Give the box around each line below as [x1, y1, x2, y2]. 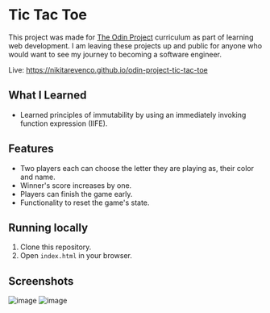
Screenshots [8, 274, 74, 288]
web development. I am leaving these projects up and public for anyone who [8, 40, 263, 50]
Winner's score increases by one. [19, 180, 132, 190]
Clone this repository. [19, 242, 92, 252]
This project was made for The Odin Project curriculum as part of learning [8, 32, 254, 42]
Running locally [8, 220, 89, 235]
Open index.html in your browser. [19, 251, 133, 261]
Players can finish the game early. [19, 189, 133, 198]
